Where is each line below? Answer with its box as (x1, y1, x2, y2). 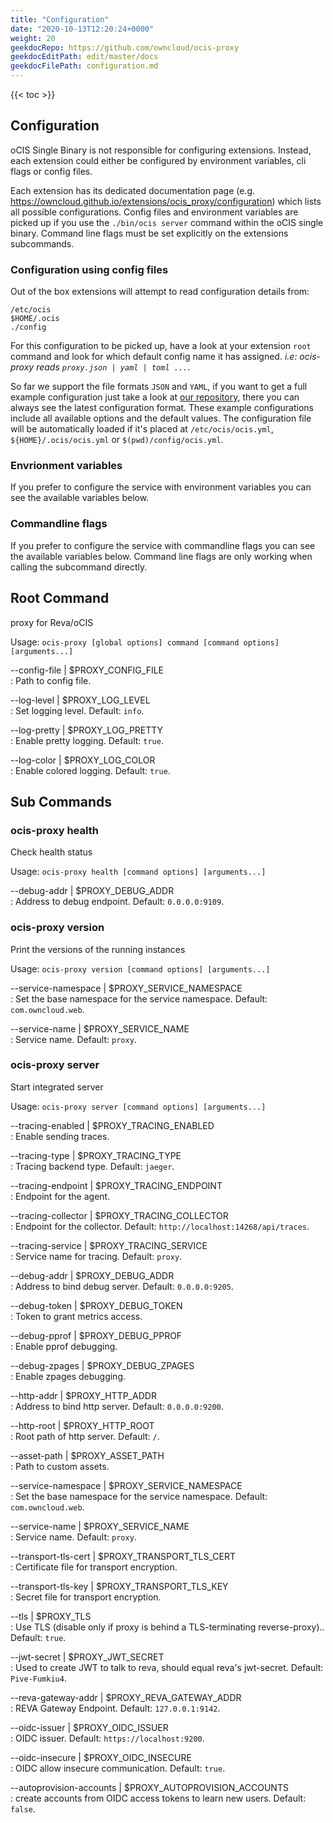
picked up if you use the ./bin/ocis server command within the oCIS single (10, 216, 324, 228)
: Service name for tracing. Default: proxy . (10, 1250, 183, 1262)
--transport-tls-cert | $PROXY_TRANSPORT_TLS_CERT (10, 1550, 237, 1562)
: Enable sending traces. (10, 1130, 110, 1142)
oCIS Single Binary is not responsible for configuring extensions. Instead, (10, 144, 312, 156)
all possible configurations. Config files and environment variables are (10, 206, 299, 218)
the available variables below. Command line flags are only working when (10, 550, 313, 562)
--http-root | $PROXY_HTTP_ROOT (10, 1419, 155, 1431)
